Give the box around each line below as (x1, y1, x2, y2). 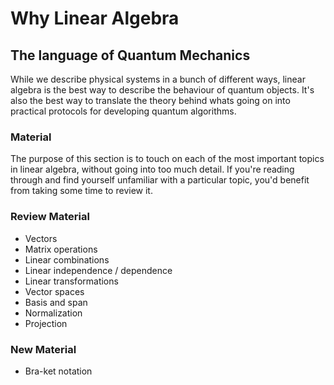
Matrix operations (24, 243, 98, 255)
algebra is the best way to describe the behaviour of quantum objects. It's (10, 84, 315, 96)
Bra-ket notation (24, 365, 93, 377)
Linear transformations (24, 275, 119, 287)
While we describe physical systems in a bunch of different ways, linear (10, 73, 306, 85)
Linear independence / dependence (24, 264, 173, 276)
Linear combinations (24, 253, 110, 266)
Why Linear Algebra (10, 7, 180, 30)
